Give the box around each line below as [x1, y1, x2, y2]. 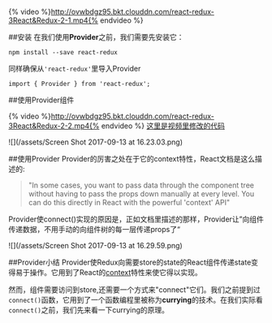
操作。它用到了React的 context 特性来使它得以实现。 [29, 268, 202, 277]
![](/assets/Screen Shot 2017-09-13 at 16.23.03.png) [8, 137, 183, 147]
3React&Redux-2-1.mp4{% [8, 15, 99, 25]
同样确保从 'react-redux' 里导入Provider [8, 64, 141, 73]
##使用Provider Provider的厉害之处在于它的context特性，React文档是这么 [8, 154, 256, 163]
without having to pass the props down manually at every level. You [28, 189, 254, 198]
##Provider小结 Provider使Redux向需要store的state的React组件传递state [8, 257, 252, 267]
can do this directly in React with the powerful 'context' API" [28, 198, 230, 207]
